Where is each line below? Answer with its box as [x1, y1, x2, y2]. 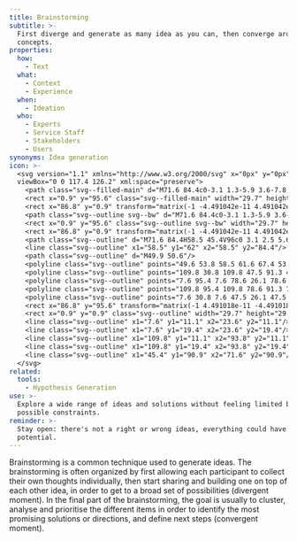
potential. [17, 433, 57, 442]
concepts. [17, 37, 53, 47]
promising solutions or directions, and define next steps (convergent [9, 514, 258, 524]
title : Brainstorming [9, 12, 89, 22]
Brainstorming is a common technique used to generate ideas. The [9, 457, 252, 468]
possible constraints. [17, 408, 101, 417]
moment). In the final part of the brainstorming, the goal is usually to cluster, [9, 495, 286, 506]
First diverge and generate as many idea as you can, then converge [17, 29, 275, 38]
